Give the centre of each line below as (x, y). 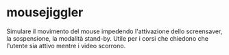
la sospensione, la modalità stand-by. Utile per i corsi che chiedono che (107, 38)
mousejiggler (45, 13)
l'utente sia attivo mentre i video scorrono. (66, 45)
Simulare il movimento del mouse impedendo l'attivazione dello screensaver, (114, 31)
